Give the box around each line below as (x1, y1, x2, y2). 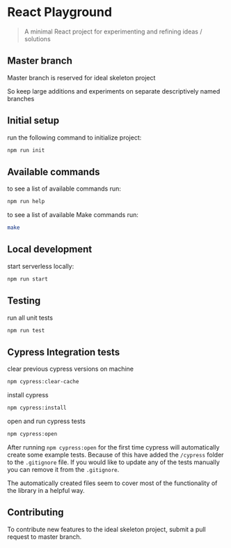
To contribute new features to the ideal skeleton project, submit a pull (7, 525, 207, 533)
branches (7, 94, 35, 103)
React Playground (7, 4, 113, 20)
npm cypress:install (7, 404, 67, 412)
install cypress (7, 391, 49, 399)
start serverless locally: (7, 262, 74, 270)
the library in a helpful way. (7, 486, 85, 494)
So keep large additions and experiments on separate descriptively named (7, 87, 221, 95)
